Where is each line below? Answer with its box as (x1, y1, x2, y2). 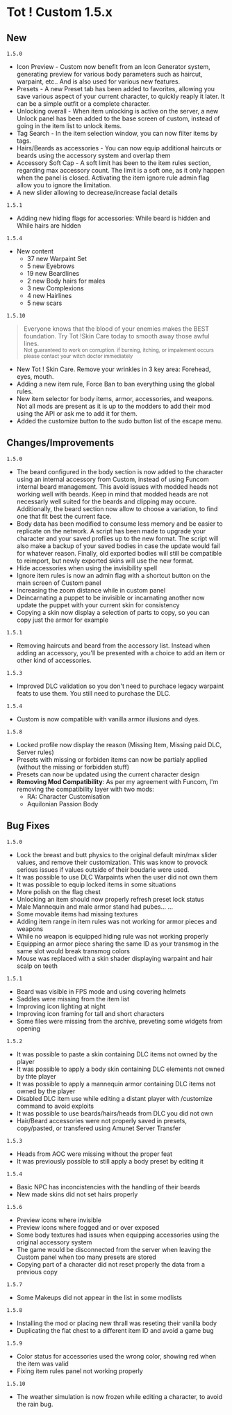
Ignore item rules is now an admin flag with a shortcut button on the (16, 571, 210, 579)
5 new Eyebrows (26, 262, 75, 270)
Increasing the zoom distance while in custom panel (16, 586, 166, 594)
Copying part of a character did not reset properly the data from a (16, 1260, 206, 1268)
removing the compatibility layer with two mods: (16, 785, 154, 793)
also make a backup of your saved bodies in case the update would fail (16, 541, 220, 550)
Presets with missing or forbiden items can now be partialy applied (16, 755, 208, 763)
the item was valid (16, 1359, 69, 1368)
